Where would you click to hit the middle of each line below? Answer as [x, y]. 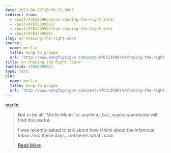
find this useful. [34, 120]
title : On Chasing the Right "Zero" [44, 62]
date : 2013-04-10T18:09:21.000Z [39, 10]
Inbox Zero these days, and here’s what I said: [66, 135]
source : [13, 43]
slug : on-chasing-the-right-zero [41, 39]
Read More [29, 145]
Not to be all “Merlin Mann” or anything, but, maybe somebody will [88, 114]
